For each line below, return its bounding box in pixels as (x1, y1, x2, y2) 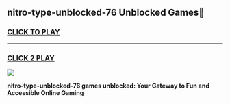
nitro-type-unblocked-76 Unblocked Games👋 (7, 7, 205, 18)
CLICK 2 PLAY (7, 53, 55, 62)
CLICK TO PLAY (7, 27, 60, 37)
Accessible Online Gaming (7, 88, 84, 96)
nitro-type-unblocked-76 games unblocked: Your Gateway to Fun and (7, 81, 210, 90)
